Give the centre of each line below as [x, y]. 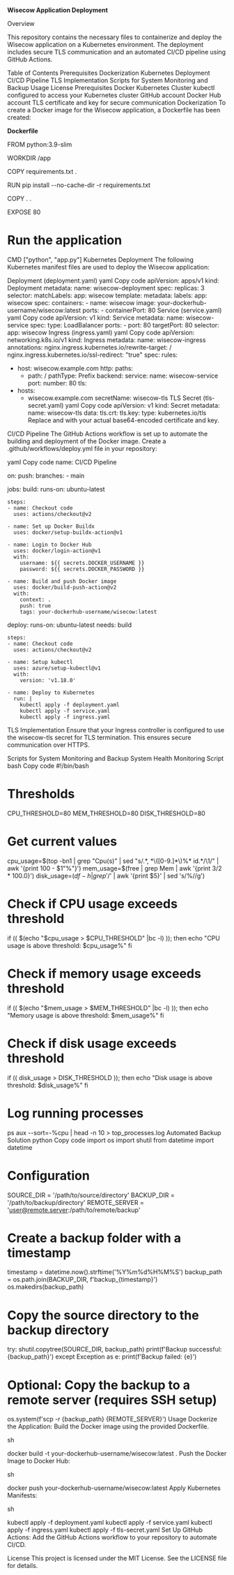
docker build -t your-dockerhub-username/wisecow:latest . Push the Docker [117, 1454]
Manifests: [22, 1495]
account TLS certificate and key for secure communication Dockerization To [117, 103]
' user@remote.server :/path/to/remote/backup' [74, 1210]
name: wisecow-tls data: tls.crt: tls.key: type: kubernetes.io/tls [117, 413]
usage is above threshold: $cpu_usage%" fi [70, 945]
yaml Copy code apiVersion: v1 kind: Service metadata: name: [96, 318]
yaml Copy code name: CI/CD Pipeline [62, 462]
